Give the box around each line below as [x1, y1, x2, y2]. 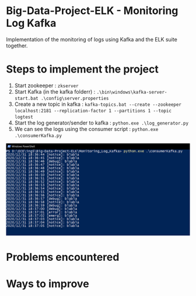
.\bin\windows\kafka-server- [96, 89, 167, 95]
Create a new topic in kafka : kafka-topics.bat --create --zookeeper [14, 101, 182, 108]
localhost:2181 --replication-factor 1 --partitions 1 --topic [14, 108, 172, 113]
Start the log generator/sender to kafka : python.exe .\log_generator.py [14, 119, 188, 126]
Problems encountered [6, 250, 120, 264]
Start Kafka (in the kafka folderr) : [14, 88, 96, 95]
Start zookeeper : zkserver [14, 82, 79, 89]
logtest [14, 114, 33, 120]
